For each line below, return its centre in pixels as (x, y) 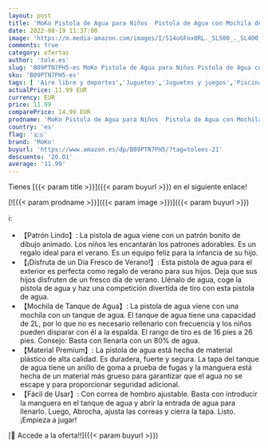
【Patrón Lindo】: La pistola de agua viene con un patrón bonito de (130, 236)
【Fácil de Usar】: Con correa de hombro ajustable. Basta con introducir (138, 394)
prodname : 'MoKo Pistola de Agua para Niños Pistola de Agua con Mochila (135, 120)
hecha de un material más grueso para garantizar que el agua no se (131, 376)
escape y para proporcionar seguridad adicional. (100, 385)
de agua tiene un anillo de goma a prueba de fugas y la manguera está (136, 367)
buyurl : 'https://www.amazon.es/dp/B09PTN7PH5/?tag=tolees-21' (116, 149)
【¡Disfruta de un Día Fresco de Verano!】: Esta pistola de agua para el (136, 262)
